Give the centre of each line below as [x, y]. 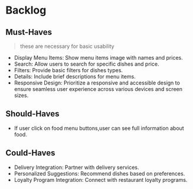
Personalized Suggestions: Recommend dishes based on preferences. [99, 173]
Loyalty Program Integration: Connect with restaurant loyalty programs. [101, 180]
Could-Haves [30, 153]
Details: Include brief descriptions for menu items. [75, 76]
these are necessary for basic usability [67, 46]
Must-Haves [29, 32]
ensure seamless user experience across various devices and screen [98, 89]
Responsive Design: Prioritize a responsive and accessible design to [97, 83]
